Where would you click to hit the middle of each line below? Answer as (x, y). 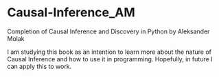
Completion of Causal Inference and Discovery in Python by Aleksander (108, 31)
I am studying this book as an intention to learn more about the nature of (109, 52)
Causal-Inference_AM (71, 13)
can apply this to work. (39, 66)
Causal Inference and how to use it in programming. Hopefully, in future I (110, 59)
